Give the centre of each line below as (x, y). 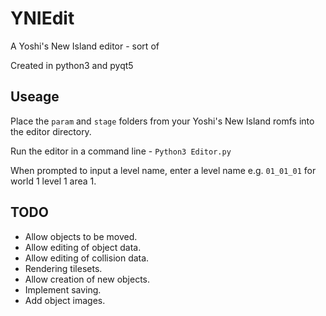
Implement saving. (63, 289)
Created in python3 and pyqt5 (72, 65)
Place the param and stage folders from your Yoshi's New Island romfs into (162, 121)
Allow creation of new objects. (87, 279)
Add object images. (65, 300)
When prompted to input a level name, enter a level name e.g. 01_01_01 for (163, 170)
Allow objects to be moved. (81, 236)
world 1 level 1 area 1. (53, 181)
